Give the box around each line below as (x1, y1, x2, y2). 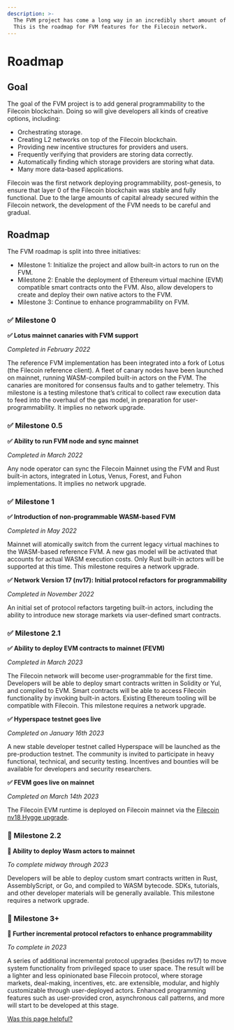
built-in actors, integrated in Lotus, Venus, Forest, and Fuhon (7, 471, 182, 480)
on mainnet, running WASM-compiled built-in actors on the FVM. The (7, 373, 207, 382)
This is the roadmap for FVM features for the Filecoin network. (13, 23, 208, 30)
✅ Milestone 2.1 (7, 629, 61, 638)
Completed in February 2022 (7, 345, 91, 354)
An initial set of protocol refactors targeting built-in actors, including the (7, 603, 214, 612)
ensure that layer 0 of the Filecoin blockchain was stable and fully (7, 186, 196, 194)
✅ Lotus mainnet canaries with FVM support (7, 331, 138, 340)
